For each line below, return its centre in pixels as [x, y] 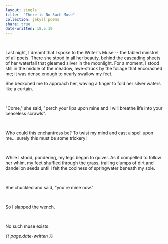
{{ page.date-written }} [29, 236]
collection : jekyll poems [32, 19]
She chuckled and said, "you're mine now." [49, 188]
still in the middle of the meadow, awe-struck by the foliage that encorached [84, 69]
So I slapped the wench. [30, 207]
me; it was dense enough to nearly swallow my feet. [59, 74]
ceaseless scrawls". [26, 114]
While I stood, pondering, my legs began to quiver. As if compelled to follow [83, 158]
